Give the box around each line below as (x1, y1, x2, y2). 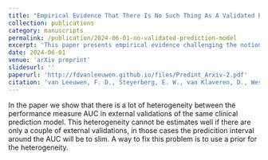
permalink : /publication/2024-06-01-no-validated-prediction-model (8, 33, 238, 42)
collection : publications (8, 19, 94, 27)
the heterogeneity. (8, 142, 69, 152)
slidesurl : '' (8, 64, 56, 72)
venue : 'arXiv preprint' (8, 57, 91, 64)
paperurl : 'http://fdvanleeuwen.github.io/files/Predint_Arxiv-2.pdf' (8, 71, 248, 79)
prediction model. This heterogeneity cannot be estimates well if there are (8, 117, 251, 127)
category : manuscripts (8, 26, 84, 34)
